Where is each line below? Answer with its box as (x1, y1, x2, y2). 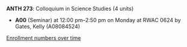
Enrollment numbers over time (6, 35, 81, 41)
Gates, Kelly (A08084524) (14, 23, 80, 30)
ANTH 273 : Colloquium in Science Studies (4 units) (6, 5, 134, 12)
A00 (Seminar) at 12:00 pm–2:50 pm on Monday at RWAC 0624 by (14, 17, 181, 23)
